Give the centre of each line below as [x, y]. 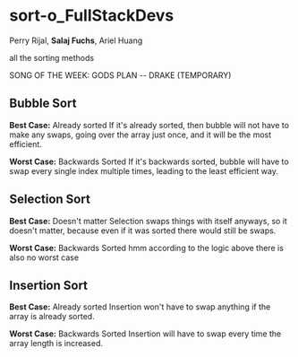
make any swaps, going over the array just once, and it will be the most [140, 135]
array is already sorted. [52, 317]
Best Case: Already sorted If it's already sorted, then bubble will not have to [149, 125]
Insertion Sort [48, 285]
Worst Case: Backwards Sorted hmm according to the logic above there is [147, 248]
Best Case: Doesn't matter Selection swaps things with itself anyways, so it [149, 221]
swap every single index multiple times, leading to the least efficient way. [144, 170]
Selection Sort [50, 200]
